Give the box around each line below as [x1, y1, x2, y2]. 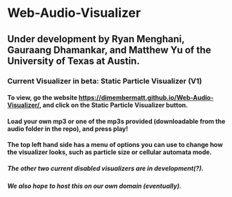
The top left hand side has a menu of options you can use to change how [7, 141, 224, 149]
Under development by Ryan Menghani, [7, 33, 185, 45]
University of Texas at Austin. [7, 55, 141, 67]
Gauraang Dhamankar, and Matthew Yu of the [7, 44, 212, 56]
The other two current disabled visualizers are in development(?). [7, 164, 204, 172]
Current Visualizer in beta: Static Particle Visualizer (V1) [7, 76, 202, 86]
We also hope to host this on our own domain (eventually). [7, 182, 182, 191]
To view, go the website [7, 94, 78, 102]
